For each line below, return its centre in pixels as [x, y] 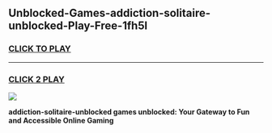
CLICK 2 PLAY [36, 79]
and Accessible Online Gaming [61, 120]
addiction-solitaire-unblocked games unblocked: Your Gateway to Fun [129, 111]
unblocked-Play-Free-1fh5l [78, 26]
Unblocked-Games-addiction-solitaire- [110, 13]
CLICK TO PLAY [40, 49]
